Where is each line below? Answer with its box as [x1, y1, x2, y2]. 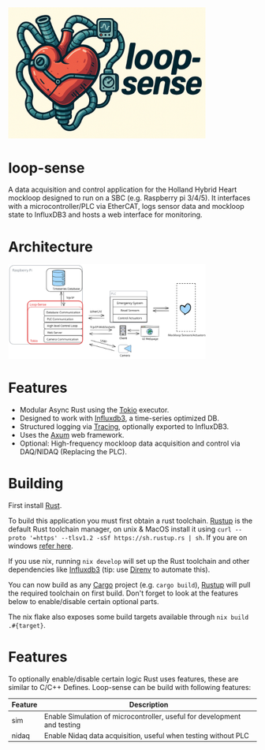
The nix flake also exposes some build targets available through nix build [8, 612, 249, 621]
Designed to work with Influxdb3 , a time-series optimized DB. [19, 413, 219, 424]
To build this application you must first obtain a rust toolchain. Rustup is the [8, 516, 253, 525]
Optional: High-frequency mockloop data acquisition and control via [19, 438, 241, 448]
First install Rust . [8, 500, 62, 510]
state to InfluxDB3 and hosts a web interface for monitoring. [8, 210, 203, 219]
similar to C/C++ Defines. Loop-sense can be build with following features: [8, 682, 252, 692]
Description [129, 700, 169, 710]
